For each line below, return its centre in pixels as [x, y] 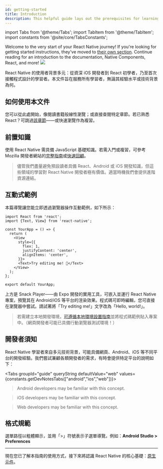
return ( [18, 234]
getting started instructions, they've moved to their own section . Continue [79, 52]
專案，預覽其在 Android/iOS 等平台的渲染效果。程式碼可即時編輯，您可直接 [80, 300]
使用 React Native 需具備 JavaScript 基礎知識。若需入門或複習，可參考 [75, 150]
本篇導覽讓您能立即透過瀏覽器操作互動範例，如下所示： [60, 207]
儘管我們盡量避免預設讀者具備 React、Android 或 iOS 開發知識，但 [83, 166]
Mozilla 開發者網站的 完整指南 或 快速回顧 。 [47, 156]
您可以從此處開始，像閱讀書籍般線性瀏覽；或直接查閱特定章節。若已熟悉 [77, 114]
